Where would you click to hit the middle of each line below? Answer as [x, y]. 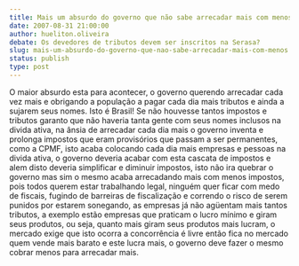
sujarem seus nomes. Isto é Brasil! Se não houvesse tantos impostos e [138, 111]
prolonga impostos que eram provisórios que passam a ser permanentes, [144, 139]
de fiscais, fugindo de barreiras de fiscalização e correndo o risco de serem [149, 195]
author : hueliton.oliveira [59, 34]
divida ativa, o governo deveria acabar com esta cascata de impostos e [140, 158]
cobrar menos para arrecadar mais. [74, 252]
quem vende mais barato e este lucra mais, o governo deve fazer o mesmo [146, 243]
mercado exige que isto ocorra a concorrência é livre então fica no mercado [149, 233]
